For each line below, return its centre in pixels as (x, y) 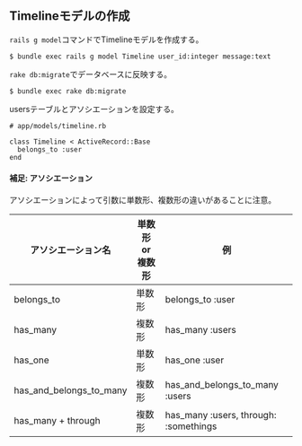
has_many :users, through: (221, 415)
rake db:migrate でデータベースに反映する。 (91, 74)
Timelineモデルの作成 (70, 16)
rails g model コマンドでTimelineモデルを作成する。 (107, 39)
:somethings (191, 426)
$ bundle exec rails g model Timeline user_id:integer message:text (140, 57)
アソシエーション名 (71, 250)
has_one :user (195, 360)
